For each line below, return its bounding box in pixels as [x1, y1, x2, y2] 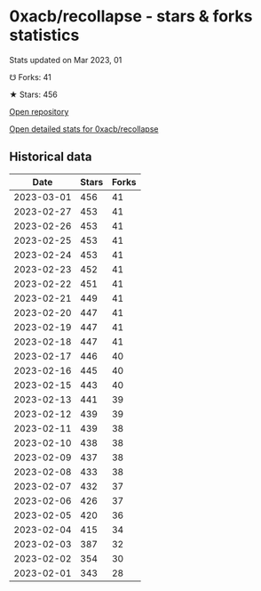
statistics [9, 25, 80, 45]
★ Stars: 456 [9, 89, 58, 100]
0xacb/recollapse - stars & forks [9, 6, 253, 27]
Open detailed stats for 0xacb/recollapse [9, 123, 159, 134]
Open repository [9, 106, 69, 117]
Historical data [9, 150, 92, 165]
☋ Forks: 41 [9, 71, 51, 82]
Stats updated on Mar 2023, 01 [9, 54, 123, 65]
